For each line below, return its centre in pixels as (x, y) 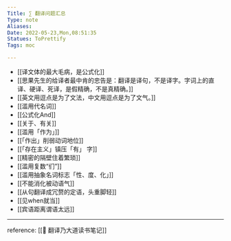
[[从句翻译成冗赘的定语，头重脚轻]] (67, 192)
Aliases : (20, 26)
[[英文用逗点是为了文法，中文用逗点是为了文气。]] (86, 97)
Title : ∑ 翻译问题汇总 (36, 13)
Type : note (23, 20)
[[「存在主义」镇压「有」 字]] (57, 149)
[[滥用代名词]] (37, 106)
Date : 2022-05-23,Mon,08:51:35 (52, 33)
